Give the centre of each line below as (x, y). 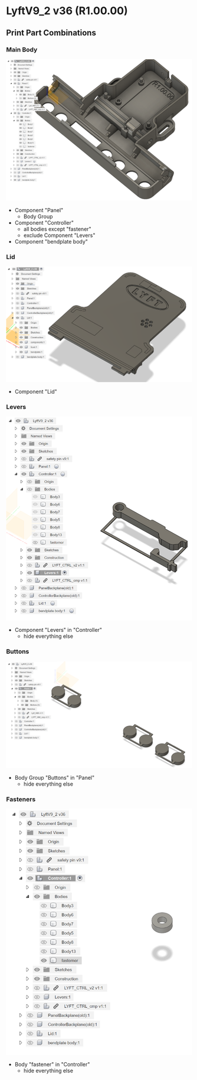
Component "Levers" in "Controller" (58, 630)
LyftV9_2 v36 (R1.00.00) (67, 11)
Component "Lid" (36, 391)
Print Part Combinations (51, 33)
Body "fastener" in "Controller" (52, 1064)
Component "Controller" (44, 222)
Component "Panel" (39, 210)
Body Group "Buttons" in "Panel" (55, 778)
